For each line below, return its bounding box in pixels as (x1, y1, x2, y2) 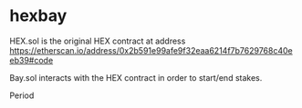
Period (9, 90, 35, 101)
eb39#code (9, 54, 54, 65)
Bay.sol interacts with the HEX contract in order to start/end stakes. (9, 72, 263, 83)
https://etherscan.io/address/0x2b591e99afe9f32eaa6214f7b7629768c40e (9, 44, 294, 55)
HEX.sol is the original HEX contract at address (9, 35, 186, 46)
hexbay (9, 5, 68, 26)
